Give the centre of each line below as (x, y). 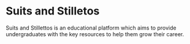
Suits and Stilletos (53, 11)
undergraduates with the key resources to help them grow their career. (95, 34)
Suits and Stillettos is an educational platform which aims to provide (91, 28)
